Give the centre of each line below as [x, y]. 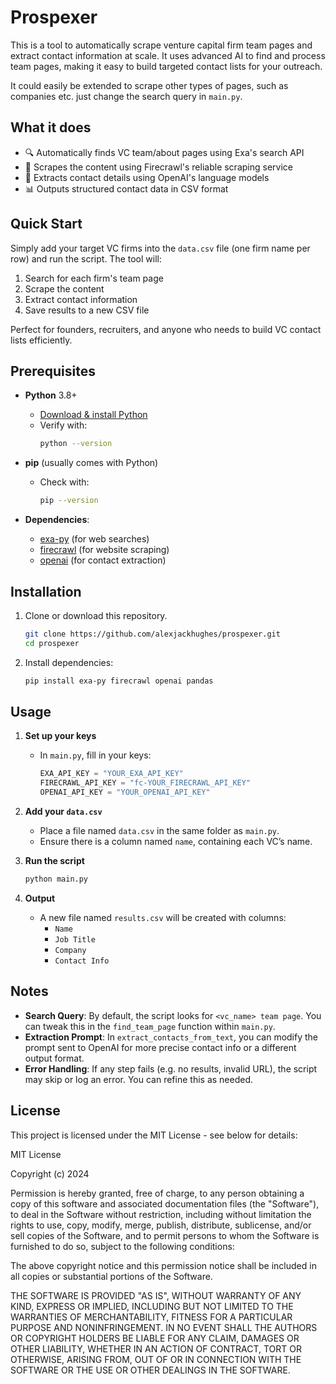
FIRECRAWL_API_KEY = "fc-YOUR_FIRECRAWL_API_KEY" [145, 783]
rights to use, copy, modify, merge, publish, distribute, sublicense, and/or [161, 1225]
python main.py [56, 879]
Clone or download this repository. [96, 615]
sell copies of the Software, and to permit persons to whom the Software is [165, 1235]
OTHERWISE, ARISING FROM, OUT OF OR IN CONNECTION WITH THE [156, 1359]
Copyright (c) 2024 [50, 1173]
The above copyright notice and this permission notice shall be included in [163, 1265]
